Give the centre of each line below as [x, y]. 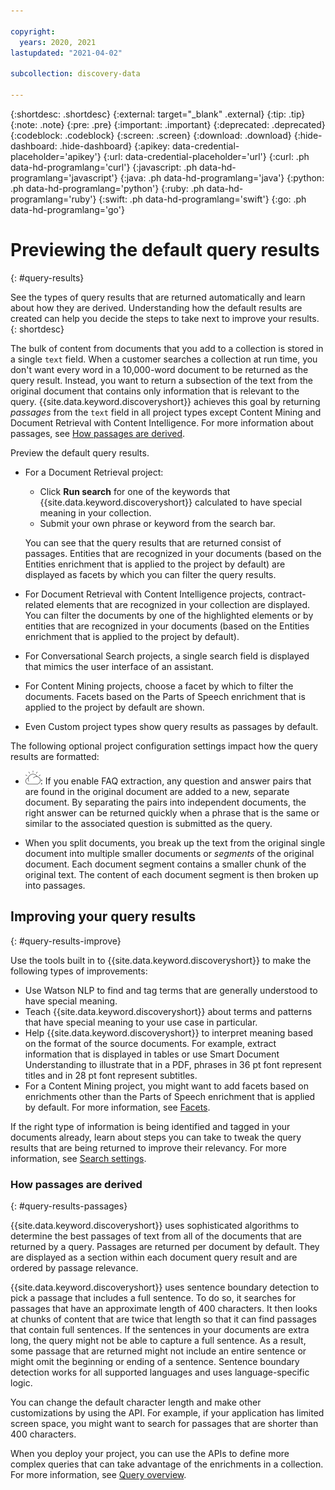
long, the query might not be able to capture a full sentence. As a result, [158, 1340]
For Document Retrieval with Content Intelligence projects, [145, 594]
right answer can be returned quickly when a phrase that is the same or [172, 812]
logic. [21, 1382]
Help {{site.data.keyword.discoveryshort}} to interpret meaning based [168, 1032]
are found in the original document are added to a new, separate [157, 791]
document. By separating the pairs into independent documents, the [165, 802]
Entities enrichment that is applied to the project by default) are [155, 564]
